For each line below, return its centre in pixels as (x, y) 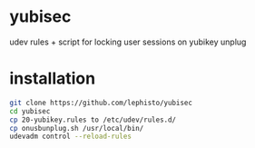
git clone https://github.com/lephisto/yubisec (101, 103)
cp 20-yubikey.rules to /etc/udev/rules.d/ (93, 120)
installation (53, 79)
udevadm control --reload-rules (70, 137)
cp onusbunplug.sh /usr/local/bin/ (77, 128)
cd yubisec (30, 111)
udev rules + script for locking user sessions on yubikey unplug (128, 42)
